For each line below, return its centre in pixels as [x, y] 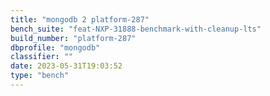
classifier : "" [42, 57]
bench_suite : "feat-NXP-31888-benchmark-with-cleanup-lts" [136, 29]
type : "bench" [40, 76]
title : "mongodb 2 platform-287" [80, 19]
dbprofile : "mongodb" [55, 47]
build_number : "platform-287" [73, 38]
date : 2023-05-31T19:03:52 [66, 66]
